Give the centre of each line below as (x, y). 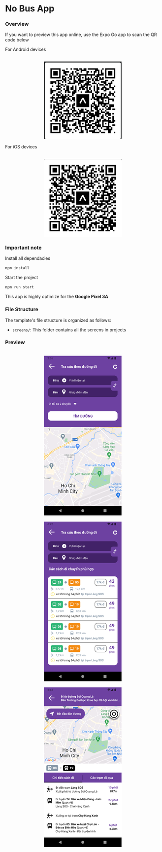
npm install (17, 268)
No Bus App (30, 9)
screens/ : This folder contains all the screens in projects (69, 330)
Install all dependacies (28, 258)
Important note (23, 248)
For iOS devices (21, 147)
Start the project (22, 278)
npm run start (20, 287)
